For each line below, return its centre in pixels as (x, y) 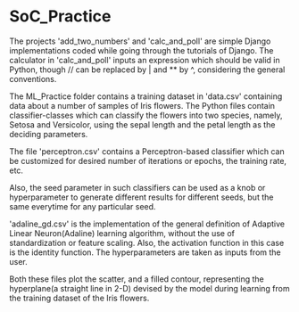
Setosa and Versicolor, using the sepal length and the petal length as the (142, 124)
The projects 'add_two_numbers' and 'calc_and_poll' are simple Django (140, 41)
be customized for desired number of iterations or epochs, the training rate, (148, 160)
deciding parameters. (49, 134)
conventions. (33, 78)
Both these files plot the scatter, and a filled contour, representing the (137, 279)
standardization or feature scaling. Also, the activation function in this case (147, 242)
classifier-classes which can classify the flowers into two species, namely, (146, 115)
